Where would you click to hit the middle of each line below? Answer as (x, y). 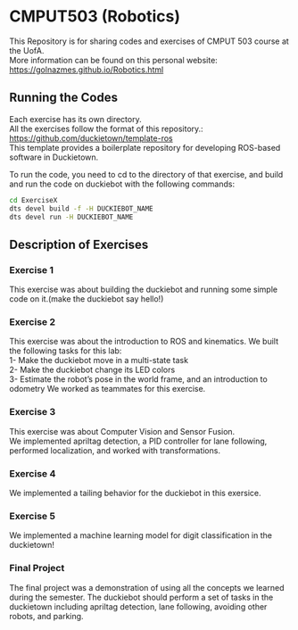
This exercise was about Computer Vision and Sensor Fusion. (122, 431)
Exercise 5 (33, 516)
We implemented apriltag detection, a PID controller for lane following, (138, 441)
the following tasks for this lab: (66, 351)
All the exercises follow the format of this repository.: (106, 128)
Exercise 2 (33, 321)
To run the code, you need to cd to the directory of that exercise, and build (146, 174)
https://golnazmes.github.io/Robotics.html (87, 70)
